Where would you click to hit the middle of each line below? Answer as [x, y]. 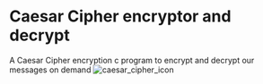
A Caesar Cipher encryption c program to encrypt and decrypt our [132, 60]
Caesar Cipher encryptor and [120, 17]
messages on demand [50, 70]
